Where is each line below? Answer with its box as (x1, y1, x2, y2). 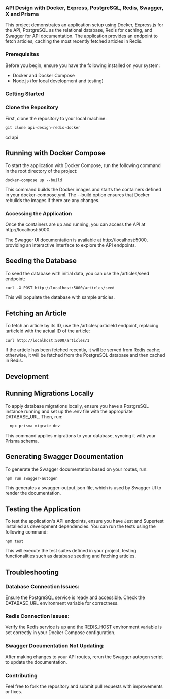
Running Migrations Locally (5, 389, 94, 398)
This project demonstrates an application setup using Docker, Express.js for (5, 22, 164, 28)
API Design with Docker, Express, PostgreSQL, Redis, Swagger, (5, 4, 164, 11)
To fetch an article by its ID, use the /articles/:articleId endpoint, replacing (5, 322, 159, 328)
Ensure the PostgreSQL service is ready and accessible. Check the (5, 594, 145, 601)
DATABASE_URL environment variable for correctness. (5, 600, 119, 606)
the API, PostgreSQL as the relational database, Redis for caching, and (5, 27, 152, 34)
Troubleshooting (5, 568, 59, 576)
